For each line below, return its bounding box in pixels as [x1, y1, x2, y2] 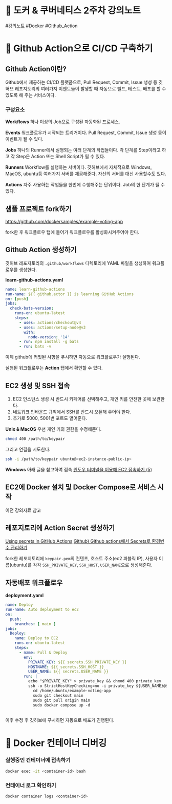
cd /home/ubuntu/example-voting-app [32, 688, 111, 693]
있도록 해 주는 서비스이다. [5, 92, 56, 98]
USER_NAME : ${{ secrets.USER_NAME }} [28, 669, 109, 674]
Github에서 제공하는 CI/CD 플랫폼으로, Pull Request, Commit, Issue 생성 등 [5, 79, 158, 85]
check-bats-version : [10, 306, 54, 311]
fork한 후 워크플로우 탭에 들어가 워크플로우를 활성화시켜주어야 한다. [5, 229, 140, 235]
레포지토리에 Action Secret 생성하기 [5, 524, 115, 532]
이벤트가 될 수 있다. [5, 136, 44, 142]
